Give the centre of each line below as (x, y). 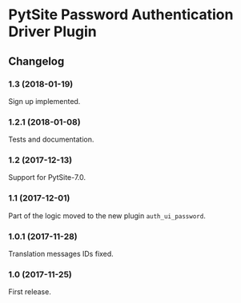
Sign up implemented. (44, 101)
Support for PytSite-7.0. (47, 177)
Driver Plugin (53, 32)
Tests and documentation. (51, 140)
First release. (30, 292)
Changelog (36, 61)
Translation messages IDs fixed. (61, 254)
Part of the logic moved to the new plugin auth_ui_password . (107, 215)
